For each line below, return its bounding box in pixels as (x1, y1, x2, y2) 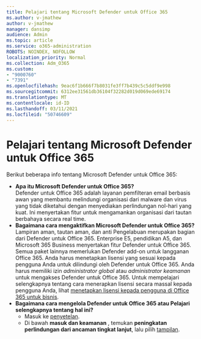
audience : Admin (6, 32, 48, 38)
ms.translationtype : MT (6, 94, 67, 100)
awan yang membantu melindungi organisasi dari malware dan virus (15, 196, 187, 203)
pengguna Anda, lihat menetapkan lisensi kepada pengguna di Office (15, 287, 189, 294)
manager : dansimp (6, 26, 51, 32)
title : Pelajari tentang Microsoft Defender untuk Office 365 (6, 9, 168, 15)
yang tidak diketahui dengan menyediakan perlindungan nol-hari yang (15, 203, 192, 210)
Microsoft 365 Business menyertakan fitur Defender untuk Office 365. (15, 241, 191, 248)
